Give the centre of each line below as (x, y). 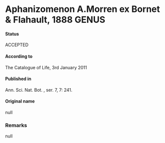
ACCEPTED (17, 45)
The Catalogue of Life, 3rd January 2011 (46, 67)
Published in (18, 79)
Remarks (16, 125)
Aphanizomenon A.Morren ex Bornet (83, 9)
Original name (20, 101)
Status (12, 34)
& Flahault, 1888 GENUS (55, 20)
